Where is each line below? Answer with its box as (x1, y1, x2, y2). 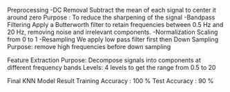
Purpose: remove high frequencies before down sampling (7, 43, 171, 50)
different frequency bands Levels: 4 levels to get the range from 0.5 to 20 (7, 64, 216, 71)
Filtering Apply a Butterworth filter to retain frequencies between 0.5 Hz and (7, 21, 224, 28)
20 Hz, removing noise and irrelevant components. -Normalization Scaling (7, 28, 218, 36)
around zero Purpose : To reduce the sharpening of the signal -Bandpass (7, 13, 215, 21)
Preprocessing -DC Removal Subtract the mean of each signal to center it (7, 6, 216, 14)
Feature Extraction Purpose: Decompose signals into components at (7, 56, 202, 64)
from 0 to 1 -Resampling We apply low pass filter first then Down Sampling (7, 35, 219, 44)
